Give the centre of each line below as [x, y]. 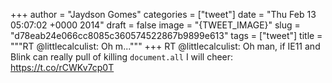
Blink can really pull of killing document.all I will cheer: [122, 57]
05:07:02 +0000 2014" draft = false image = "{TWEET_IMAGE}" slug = [155, 25]
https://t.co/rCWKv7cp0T [62, 67]
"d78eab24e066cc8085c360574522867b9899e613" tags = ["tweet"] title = [166, 35]
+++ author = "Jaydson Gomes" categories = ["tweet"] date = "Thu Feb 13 [163, 14]
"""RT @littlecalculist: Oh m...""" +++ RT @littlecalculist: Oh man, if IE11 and [165, 46]
